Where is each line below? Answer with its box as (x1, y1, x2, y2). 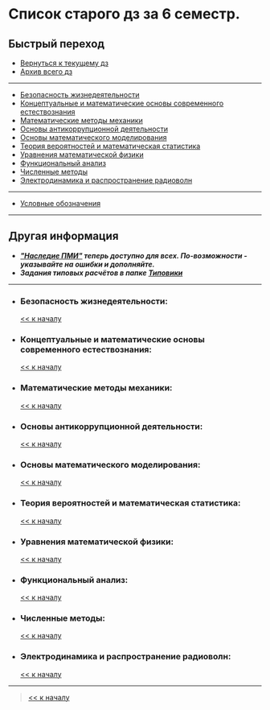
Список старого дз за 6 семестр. (8, 5, 241, 23)
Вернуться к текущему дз (19, 58, 108, 68)
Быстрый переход (8, 37, 105, 51)
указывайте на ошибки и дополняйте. (19, 259, 155, 269)
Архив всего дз (19, 67, 73, 76)
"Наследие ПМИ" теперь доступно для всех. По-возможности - (19, 250, 247, 260)
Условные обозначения (19, 199, 101, 208)
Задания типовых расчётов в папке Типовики (19, 267, 183, 278)
